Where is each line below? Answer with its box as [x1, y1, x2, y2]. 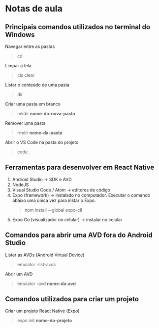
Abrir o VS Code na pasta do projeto [5, 140, 79, 145]
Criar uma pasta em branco [5, 101, 61, 107]
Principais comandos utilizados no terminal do [5, 23, 151, 31]
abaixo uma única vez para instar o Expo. [12, 197, 96, 203]
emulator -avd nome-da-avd [17, 281, 76, 286]
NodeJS [12, 182, 29, 187]
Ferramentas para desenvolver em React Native [5, 163, 155, 172]
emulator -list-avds [17, 261, 56, 267]
